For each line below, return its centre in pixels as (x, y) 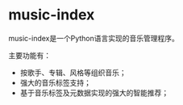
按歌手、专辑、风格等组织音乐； (73, 72)
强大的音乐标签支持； (55, 82)
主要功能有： (29, 55)
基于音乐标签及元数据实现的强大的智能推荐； (94, 92)
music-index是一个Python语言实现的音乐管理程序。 (94, 38)
